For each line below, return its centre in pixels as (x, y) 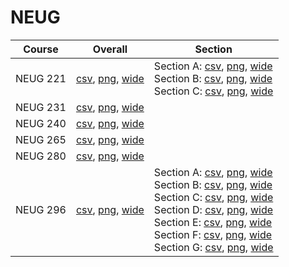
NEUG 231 (41, 107)
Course (41, 49)
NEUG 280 (41, 156)
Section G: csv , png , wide (213, 247)
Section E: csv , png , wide (213, 222)
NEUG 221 (41, 78)
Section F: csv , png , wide (213, 234)
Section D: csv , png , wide (213, 209)
